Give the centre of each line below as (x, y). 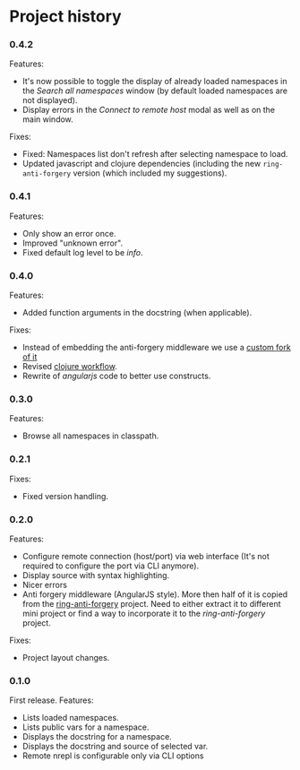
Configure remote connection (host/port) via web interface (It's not (146, 556)
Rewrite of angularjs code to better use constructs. (116, 376)
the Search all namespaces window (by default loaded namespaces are (155, 91)
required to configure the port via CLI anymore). (111, 566)
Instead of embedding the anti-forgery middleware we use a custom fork (156, 348)
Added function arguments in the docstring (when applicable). (137, 313)
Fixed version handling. (65, 496)
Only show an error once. (69, 233)
